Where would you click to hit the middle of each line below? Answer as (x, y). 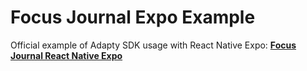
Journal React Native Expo (66, 55)
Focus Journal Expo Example (133, 17)
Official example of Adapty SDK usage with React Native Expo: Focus (153, 45)
